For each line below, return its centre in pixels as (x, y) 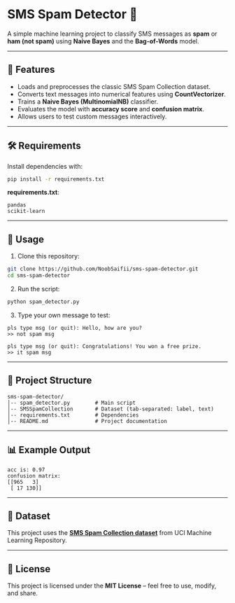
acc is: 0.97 (26, 470)
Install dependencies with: (45, 166)
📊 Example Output (49, 450)
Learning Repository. (37, 540)
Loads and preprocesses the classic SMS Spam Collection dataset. (114, 86)
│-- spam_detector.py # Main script (72, 403)
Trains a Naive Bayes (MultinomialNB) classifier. (88, 102)
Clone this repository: (48, 256)
